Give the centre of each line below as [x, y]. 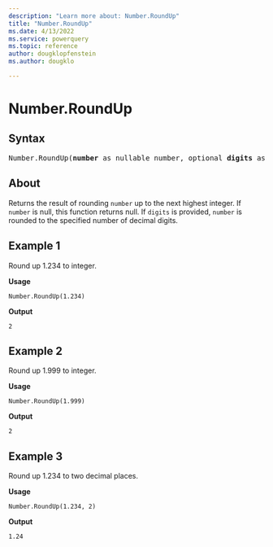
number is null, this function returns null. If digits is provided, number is [125, 212]
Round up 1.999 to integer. [52, 370]
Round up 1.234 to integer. [53, 265]
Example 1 [35, 246]
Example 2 [35, 351]
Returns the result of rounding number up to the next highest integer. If [125, 203]
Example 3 [36, 456]
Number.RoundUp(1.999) [47, 401]
